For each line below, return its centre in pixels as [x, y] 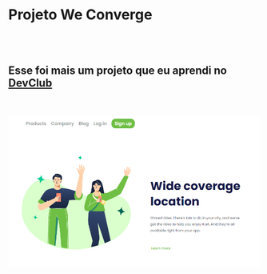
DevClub [30, 83]
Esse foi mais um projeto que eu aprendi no [118, 71]
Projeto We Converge [80, 15]
